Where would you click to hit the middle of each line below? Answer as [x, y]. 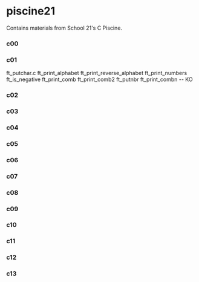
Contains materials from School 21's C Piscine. [64, 28]
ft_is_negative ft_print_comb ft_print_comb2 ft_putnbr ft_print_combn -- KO [99, 79]
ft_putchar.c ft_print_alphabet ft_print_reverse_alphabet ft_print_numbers [97, 73]
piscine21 [31, 11]
